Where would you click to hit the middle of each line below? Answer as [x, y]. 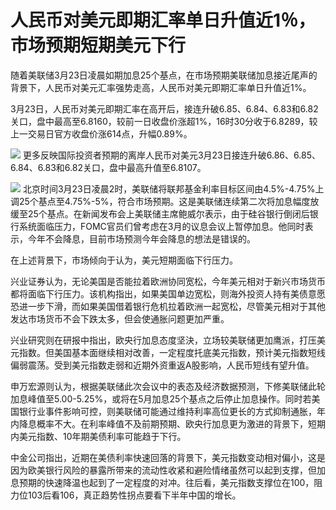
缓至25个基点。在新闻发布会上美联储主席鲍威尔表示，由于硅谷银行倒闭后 [160, 213]
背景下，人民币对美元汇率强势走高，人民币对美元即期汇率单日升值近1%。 [161, 87]
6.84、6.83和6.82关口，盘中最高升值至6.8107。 [108, 167]
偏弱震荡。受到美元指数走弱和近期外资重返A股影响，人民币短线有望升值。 [162, 365]
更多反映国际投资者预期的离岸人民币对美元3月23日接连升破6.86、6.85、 [171, 155]
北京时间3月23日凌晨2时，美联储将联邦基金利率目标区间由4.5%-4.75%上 [173, 188]
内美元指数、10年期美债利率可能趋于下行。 [98, 436]
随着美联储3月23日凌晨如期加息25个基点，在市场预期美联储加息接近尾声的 [164, 75]
